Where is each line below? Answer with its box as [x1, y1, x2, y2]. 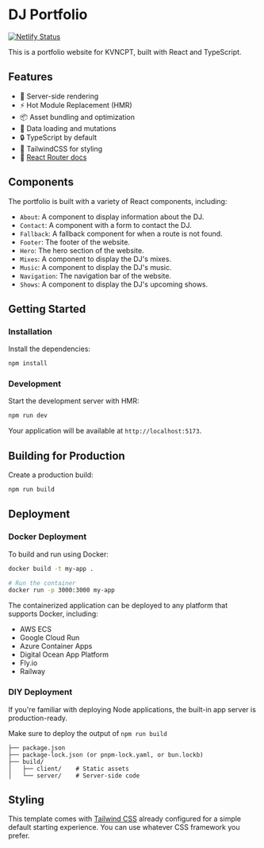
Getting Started [8, 302, 86, 315]
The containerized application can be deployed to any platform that [8, 601, 228, 611]
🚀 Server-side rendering [19, 91, 99, 101]
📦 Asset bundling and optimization [19, 112, 136, 121]
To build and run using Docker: [8, 549, 109, 559]
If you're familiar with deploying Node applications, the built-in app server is [8, 704, 256, 714]
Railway [19, 667, 46, 676]
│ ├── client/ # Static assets [8, 765, 129, 773]
